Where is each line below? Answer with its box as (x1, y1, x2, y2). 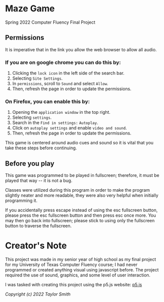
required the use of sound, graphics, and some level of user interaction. (5, 272, 151, 278)
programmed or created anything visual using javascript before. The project (5, 267, 159, 273)
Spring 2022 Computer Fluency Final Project (5, 19, 96, 25)
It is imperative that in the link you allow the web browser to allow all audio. (5, 46, 157, 52)
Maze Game (5, 3, 55, 14)
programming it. (5, 198, 38, 203)
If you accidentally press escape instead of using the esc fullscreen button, (5, 207, 158, 213)
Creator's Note (5, 240, 67, 251)
